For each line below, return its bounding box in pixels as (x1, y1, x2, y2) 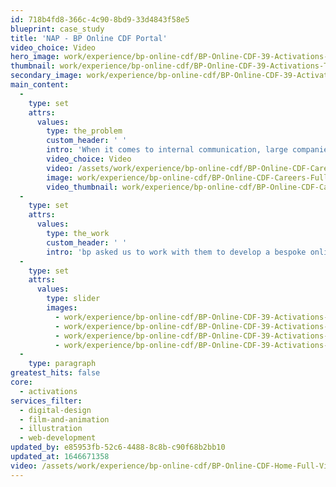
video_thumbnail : (46, 182, 118, 192)
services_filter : (10, 396, 83, 406)
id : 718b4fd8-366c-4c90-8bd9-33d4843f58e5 (10, 14, 190, 25)
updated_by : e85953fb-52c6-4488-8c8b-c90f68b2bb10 (10, 442, 226, 453)
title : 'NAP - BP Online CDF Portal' (10, 33, 168, 43)
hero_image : (10, 52, 60, 62)
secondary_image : (10, 71, 83, 81)
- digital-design (19, 405, 92, 415)
